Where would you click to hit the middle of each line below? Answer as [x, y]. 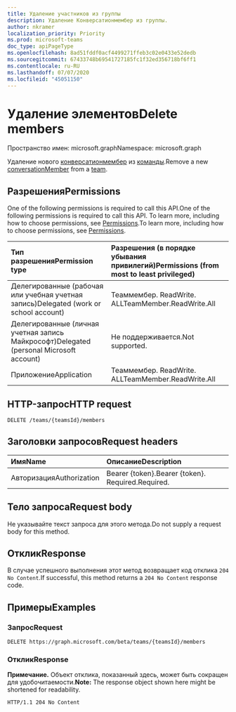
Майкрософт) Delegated [51, 341]
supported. [129, 346]
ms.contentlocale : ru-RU [44, 66]
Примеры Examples [52, 607]
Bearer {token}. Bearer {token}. [156, 473]
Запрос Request [35, 627]
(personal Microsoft [43, 350]
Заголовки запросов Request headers [93, 442]
